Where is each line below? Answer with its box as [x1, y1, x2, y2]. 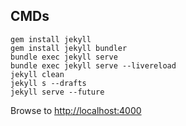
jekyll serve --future [10, 87, 105, 97]
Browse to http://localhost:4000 [10, 104, 142, 116]
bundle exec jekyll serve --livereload [10, 60, 177, 71]
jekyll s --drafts [10, 78, 87, 88]
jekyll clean [10, 69, 65, 79]
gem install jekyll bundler [10, 43, 128, 53]
